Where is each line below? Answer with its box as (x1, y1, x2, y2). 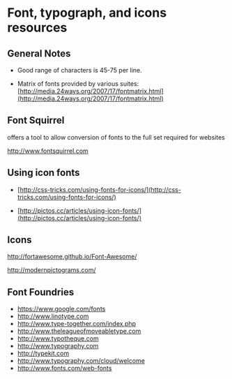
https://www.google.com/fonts (17, 305, 106, 313)
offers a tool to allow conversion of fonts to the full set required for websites (7, 133, 225, 141)
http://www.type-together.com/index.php (17, 320, 137, 328)
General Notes (7, 47, 71, 59)
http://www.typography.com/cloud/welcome (17, 357, 145, 365)
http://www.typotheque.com (17, 334, 99, 343)
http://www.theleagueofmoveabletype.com (17, 327, 141, 336)
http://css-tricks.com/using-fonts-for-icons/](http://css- (20, 185, 181, 193)
